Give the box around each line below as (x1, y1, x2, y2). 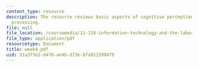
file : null (6, 24, 33, 31)
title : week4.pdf (6, 47, 49, 52)
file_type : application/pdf (6, 36, 75, 41)
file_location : (6, 30, 44, 36)
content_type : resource (6, 8, 65, 15)
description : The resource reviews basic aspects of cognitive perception (6, 14, 194, 20)
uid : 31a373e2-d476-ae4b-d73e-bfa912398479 (6, 52, 115, 58)
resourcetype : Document (6, 41, 65, 47)
